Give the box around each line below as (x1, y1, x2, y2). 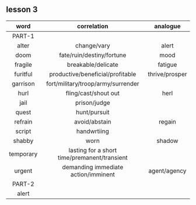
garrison (11, 79, 35, 87)
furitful (14, 70, 33, 78)
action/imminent (70, 170, 116, 178)
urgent (14, 166, 33, 175)
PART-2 (12, 180, 35, 188)
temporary (9, 149, 38, 158)
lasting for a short (68, 146, 117, 154)
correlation (76, 22, 108, 30)
